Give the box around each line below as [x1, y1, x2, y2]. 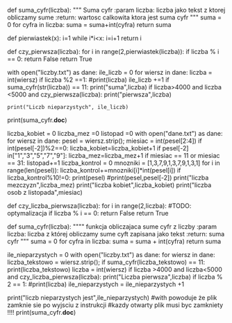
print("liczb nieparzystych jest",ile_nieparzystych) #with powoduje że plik [7, 294, 217, 302]
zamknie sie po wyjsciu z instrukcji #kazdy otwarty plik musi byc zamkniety [7, 301, 224, 309]
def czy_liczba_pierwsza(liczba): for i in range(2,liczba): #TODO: [7, 202, 192, 210]
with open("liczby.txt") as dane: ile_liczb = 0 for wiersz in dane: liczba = [7, 69, 213, 76]
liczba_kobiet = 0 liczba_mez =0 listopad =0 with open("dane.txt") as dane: [7, 130, 223, 137]
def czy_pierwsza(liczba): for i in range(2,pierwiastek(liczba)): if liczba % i [7, 48, 219, 55]
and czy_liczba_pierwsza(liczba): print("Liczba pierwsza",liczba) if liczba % [7, 273, 224, 281]
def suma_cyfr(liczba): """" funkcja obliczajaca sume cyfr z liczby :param [7, 222, 217, 231]
